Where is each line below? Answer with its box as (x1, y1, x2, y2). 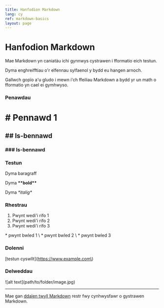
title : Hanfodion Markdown (5, 7, 60, 12)
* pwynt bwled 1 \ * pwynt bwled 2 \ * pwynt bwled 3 (5, 232, 111, 238)
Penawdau (5, 94, 31, 101)
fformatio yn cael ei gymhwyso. (5, 82, 68, 88)
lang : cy (5, 12, 23, 17)
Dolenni (5, 245, 24, 251)
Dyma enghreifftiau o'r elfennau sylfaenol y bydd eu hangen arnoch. (5, 67, 143, 73)
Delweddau (5, 268, 33, 275)
